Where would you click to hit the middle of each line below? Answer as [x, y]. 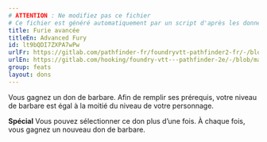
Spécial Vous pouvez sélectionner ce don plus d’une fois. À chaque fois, [127, 121]
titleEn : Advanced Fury [48, 38]
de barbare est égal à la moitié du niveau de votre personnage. [111, 106]
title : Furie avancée [44, 30]
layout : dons [30, 75]
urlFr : [19, 52]
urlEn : [19, 60]
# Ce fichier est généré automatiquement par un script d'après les [124, 23]
